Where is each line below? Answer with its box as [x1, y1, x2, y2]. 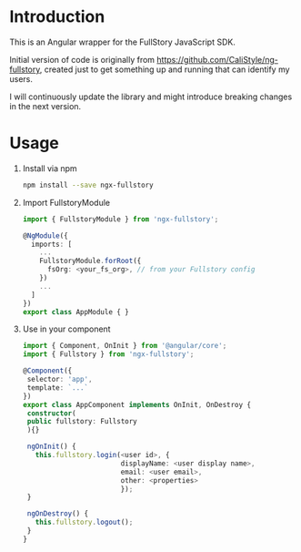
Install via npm [22, 162, 77, 174]
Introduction [9, 6, 105, 27]
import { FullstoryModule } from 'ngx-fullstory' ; [22, 214, 219, 224]
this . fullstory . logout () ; [35, 517, 134, 527]
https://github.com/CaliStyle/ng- [156, 54, 279, 65]
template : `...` [26, 383, 89, 393]
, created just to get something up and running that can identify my [39, 64, 290, 75]
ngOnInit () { [26, 442, 76, 452]
